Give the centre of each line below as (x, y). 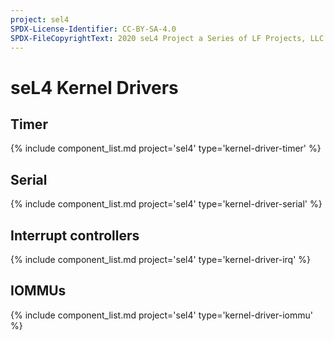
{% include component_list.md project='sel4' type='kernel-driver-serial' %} (166, 204)
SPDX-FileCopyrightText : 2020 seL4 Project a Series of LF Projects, (158, 38)
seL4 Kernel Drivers (94, 87)
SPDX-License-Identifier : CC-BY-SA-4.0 (93, 29)
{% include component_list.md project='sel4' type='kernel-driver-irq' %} (161, 259)
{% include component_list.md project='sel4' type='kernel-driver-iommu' (161, 315)
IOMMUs (38, 291)
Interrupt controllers (75, 235)
